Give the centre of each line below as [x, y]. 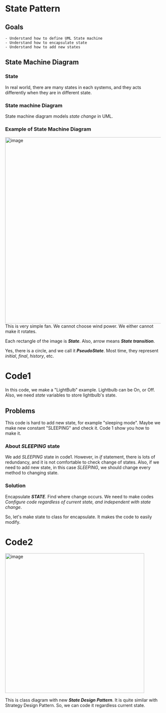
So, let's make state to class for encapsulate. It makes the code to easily [79, 517]
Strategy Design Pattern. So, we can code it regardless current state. [75, 705]
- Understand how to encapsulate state [46, 43]
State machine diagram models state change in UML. [59, 116]
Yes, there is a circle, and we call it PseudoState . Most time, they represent [82, 351]
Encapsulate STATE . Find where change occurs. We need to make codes [80, 496]
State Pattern [33, 9]
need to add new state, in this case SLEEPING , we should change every [78, 468]
